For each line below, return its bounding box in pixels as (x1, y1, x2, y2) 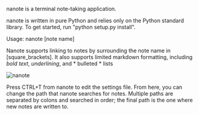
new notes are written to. (6, 103, 69, 110)
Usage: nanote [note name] (6, 35, 75, 42)
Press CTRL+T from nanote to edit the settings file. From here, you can (6, 83, 183, 91)
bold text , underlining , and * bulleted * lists (6, 60, 113, 67)
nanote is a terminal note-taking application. (6, 5, 116, 12)
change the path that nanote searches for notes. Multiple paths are (6, 90, 174, 97)
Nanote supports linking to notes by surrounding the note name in (6, 47, 171, 54)
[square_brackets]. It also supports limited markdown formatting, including (6, 54, 193, 60)
